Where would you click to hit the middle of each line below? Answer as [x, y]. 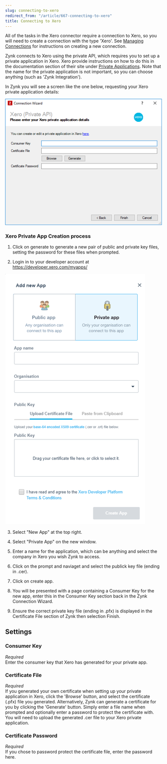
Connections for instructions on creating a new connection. [66, 46]
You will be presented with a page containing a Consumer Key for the [83, 591]
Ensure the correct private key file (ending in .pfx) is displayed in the [82, 611]
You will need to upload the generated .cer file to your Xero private [73, 718]
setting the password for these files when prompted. [66, 252]
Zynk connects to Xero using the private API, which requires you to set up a [83, 56]
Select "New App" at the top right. [47, 532]
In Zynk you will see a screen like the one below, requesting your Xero [77, 86]
